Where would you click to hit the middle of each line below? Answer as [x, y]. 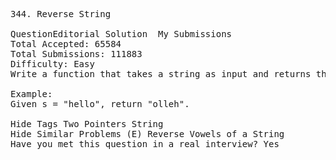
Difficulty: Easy [52, 64]
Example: [31, 94]
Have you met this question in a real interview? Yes [145, 144]
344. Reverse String [61, 14]
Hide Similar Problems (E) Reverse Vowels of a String [147, 134]
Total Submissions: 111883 [76, 54]
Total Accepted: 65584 [66, 44]
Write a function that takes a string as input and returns [161, 74]
